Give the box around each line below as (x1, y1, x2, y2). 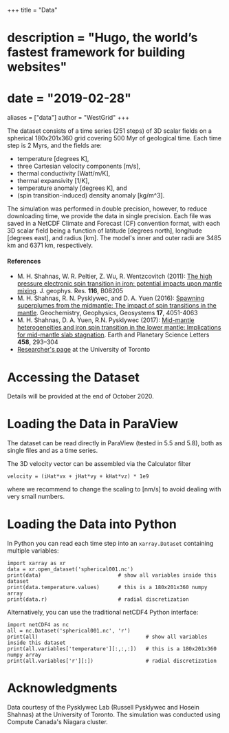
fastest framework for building (7, 45, 186, 61)
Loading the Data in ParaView (7, 416, 179, 432)
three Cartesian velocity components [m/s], (17, 162, 141, 171)
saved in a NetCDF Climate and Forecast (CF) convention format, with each (7, 220, 221, 228)
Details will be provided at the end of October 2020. (7, 392, 155, 401)
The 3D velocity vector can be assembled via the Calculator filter (7, 460, 191, 468)
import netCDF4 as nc (7, 622, 69, 628)
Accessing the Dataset (7, 370, 140, 385)
